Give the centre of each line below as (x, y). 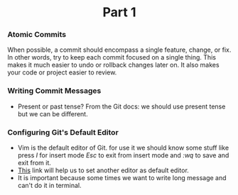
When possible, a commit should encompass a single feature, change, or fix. (119, 50)
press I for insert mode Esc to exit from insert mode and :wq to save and (123, 155)
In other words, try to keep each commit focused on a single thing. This (112, 57)
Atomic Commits (37, 35)
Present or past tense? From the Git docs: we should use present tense (121, 106)
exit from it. (34, 163)
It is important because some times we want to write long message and (122, 178)
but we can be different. (53, 113)
